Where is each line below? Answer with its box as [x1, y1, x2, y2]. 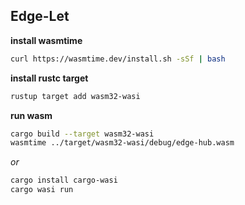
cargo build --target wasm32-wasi [10, 129, 155, 139]
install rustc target [10, 72, 89, 84]
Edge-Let [10, 8, 70, 25]
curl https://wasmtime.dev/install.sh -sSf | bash [10, 54, 226, 64]
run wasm [10, 109, 53, 121]
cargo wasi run [10, 185, 74, 195]
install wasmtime [10, 34, 83, 46]
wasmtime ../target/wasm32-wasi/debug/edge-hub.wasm [10, 138, 235, 148]
